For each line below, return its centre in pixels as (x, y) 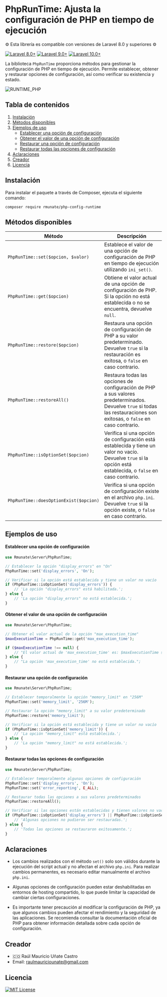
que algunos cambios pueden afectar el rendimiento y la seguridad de (84, 913)
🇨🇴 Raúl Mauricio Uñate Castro (45, 956)
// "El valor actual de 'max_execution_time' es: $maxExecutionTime (86, 652)
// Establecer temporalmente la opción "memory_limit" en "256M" (74, 697)
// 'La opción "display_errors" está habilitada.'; (69, 589)
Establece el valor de (128, 245)
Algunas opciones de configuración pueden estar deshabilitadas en (82, 887)
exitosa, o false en (126, 361)
